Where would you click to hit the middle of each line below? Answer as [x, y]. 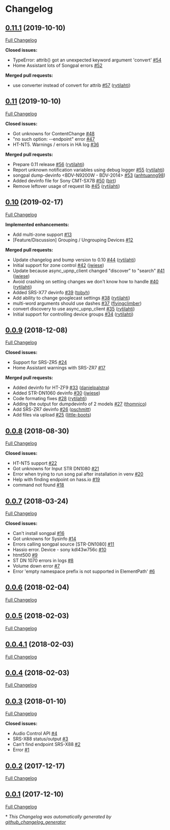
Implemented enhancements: [37, 224]
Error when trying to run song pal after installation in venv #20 [78, 474]
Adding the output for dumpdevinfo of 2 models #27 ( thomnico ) [80, 404]
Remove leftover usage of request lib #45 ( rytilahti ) [66, 186]
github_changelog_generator [36, 822]
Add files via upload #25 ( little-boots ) [52, 415]
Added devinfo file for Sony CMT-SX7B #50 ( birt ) [64, 180]
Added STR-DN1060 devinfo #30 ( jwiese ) [56, 393]
